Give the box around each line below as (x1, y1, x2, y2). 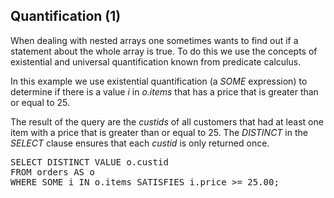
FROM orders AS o (10, 166, 95, 178)
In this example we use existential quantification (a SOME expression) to (10, 75, 308, 87)
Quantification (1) (10, 8, 122, 25)
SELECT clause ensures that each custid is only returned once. (10, 137, 270, 149)
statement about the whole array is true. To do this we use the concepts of (10, 45, 318, 57)
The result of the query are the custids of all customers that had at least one (10, 115, 324, 128)
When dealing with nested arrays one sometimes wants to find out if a (10, 34, 299, 46)
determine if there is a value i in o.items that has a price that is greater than (10, 85, 319, 98)
